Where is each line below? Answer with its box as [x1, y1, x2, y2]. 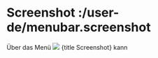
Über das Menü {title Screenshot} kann [6, 43, 128, 51]
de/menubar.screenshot [6, 19, 151, 35]
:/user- [78, 5, 120, 21]
